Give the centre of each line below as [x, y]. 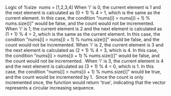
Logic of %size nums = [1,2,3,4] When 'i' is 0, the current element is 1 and [83, 7]
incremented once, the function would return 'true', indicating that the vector [86, 82]
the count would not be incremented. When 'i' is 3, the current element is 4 [84, 61]
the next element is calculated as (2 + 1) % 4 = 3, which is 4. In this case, [82, 50]
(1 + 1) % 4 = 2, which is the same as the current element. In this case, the [83, 34]
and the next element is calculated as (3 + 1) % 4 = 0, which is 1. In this [80, 66]
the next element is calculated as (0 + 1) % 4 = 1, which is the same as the [83, 13]
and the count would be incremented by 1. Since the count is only [74, 77]
